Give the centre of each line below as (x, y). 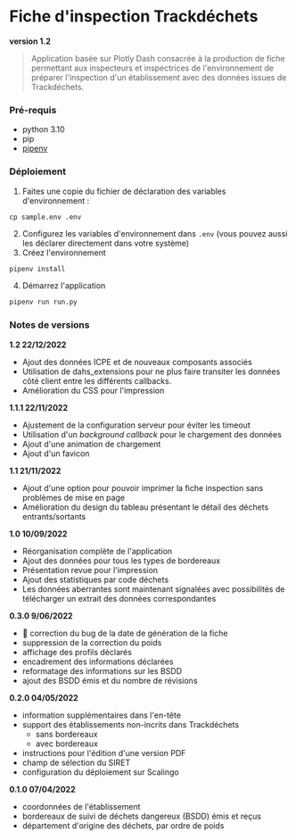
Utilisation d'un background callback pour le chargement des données (152, 434)
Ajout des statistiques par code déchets (95, 579)
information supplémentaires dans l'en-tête (101, 715)
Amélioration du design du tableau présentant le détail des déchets (145, 507)
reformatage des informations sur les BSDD (102, 670)
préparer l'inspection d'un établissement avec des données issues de (159, 77)
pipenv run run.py (43, 302)
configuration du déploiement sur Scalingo (101, 772)
